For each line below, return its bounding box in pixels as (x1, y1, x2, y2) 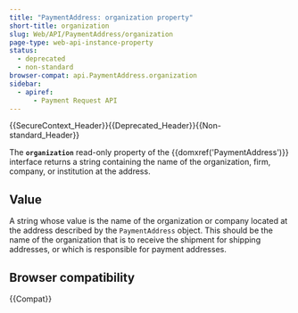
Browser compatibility (9, 269, 136, 285)
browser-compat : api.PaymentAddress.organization (9, 71, 198, 80)
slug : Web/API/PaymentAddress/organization (9, 29, 174, 38)
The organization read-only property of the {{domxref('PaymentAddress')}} (9, 147, 289, 158)
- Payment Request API (32, 95, 118, 105)
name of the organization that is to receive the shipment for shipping (9, 235, 261, 245)
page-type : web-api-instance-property (9, 37, 153, 47)
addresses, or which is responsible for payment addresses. (9, 244, 228, 255)
